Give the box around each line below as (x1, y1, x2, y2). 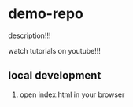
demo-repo (8, 5, 84, 23)
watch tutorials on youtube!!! (8, 46, 101, 55)
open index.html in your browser (19, 90, 125, 99)
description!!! (8, 31, 51, 40)
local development (8, 68, 102, 83)
